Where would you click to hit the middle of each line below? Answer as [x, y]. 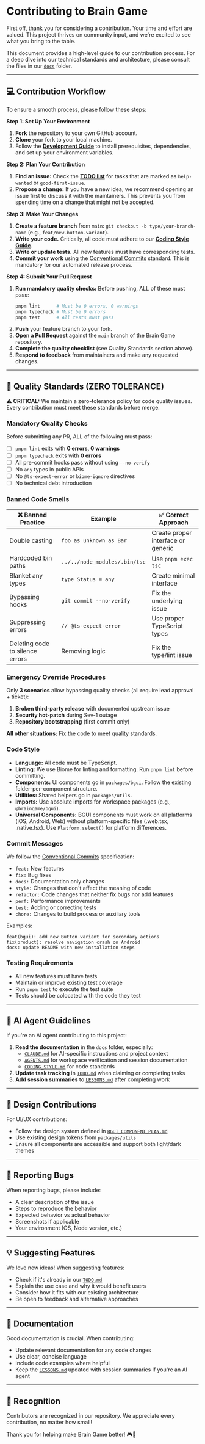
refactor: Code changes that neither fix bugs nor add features [94, 894]
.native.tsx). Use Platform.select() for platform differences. [91, 827]
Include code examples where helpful [62, 1363]
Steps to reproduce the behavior [56, 1208]
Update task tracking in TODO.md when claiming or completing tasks [100, 1073]
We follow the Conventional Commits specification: [70, 857]
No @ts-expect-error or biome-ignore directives [75, 476]
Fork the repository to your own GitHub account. [76, 133]
